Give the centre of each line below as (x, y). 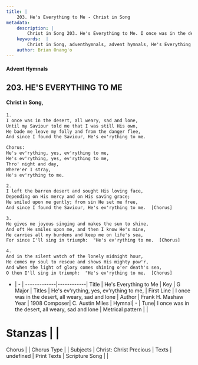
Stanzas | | (33, 333)
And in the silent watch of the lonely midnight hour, (75, 257)
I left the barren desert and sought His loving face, (75, 191)
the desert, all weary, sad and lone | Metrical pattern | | (81, 309)
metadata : (18, 22)
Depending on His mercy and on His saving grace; (68, 197)
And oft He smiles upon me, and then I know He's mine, (76, 229)
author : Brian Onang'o (44, 50)
